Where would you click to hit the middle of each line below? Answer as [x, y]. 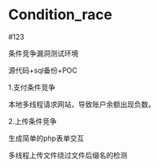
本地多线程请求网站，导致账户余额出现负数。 [82, 104]
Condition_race [60, 15]
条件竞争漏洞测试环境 [43, 53]
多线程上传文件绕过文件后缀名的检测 [68, 155]
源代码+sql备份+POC [43, 70]
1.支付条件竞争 [32, 87]
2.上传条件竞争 [33, 121]
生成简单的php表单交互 [46, 138]
